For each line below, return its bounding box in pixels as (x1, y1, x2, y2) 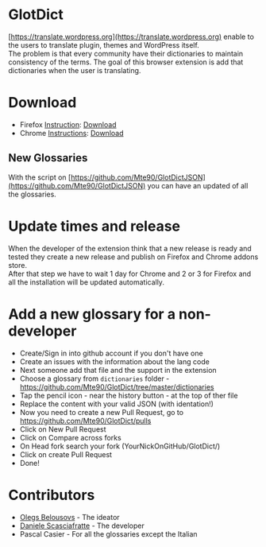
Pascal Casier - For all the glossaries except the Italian (19, 529, 198, 538)
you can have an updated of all (147, 180, 249, 190)
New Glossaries (8, 151, 88, 165)
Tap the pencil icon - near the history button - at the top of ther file (19, 390, 238, 400)
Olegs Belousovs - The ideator (19, 512, 121, 522)
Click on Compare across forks (19, 433, 121, 442)
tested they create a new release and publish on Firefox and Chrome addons (8, 252, 259, 262)
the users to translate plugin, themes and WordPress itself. (8, 40, 200, 49)
